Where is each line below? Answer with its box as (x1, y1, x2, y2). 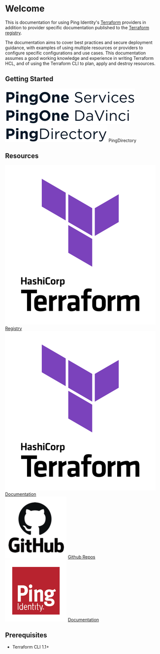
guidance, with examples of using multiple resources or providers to (5, 45, 143, 50)
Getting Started (5, 75, 54, 83)
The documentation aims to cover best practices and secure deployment (5, 39, 153, 45)
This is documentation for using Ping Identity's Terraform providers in (5, 19, 146, 25)
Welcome (5, 3, 45, 14)
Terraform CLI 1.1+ (12, 644, 49, 650)
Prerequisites (5, 631, 47, 639)
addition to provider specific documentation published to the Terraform (5, 24, 149, 30)
